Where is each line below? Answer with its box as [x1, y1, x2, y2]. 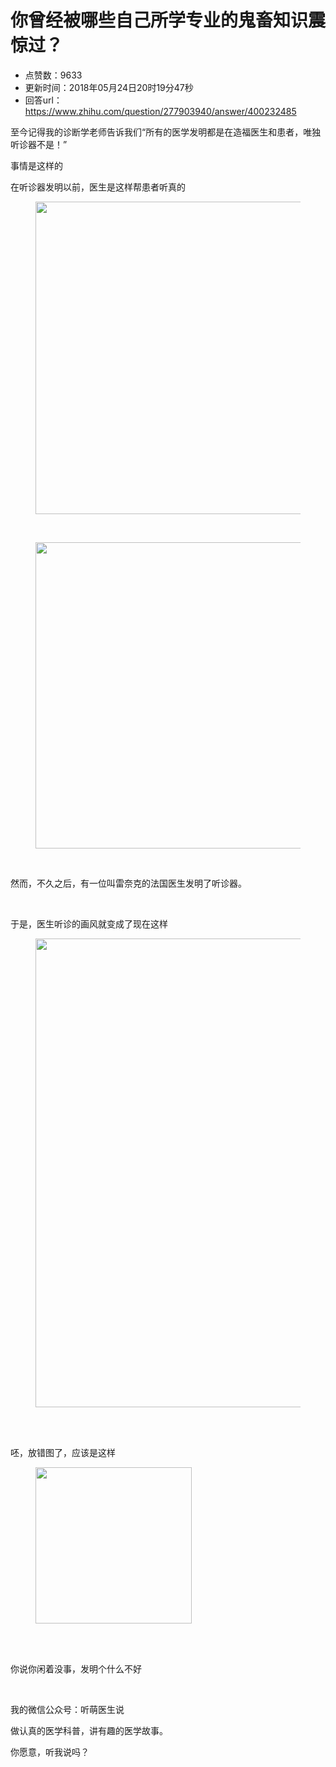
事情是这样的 [10, 159, 63, 171]
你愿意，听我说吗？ [10, 1746, 90, 1758]
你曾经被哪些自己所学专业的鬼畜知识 [10, 9, 309, 32]
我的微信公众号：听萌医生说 [10, 1703, 125, 1715]
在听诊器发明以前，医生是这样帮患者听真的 [10, 181, 186, 193]
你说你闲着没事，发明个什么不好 [10, 1662, 142, 1675]
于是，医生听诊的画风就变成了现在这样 [10, 917, 168, 930]
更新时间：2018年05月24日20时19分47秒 [24, 81, 194, 93]
